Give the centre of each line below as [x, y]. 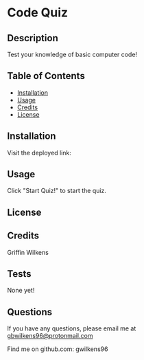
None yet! [21, 291]
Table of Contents [46, 76]
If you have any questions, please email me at [72, 328]
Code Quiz [38, 13]
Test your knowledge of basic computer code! [72, 54]
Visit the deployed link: [39, 153]
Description [33, 38]
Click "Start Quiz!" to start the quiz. [57, 191]
